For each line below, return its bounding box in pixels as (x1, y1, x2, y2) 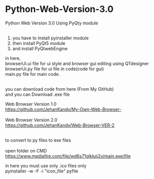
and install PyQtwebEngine (12, 45, 68, 51)
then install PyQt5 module (12, 40, 66, 46)
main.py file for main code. (5, 71, 60, 77)
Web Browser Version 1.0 (5, 101, 57, 107)
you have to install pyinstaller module (12, 35, 89, 41)
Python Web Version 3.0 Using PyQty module (5, 20, 99, 26)
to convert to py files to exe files (5, 137, 71, 143)
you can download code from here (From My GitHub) (5, 86, 114, 92)
